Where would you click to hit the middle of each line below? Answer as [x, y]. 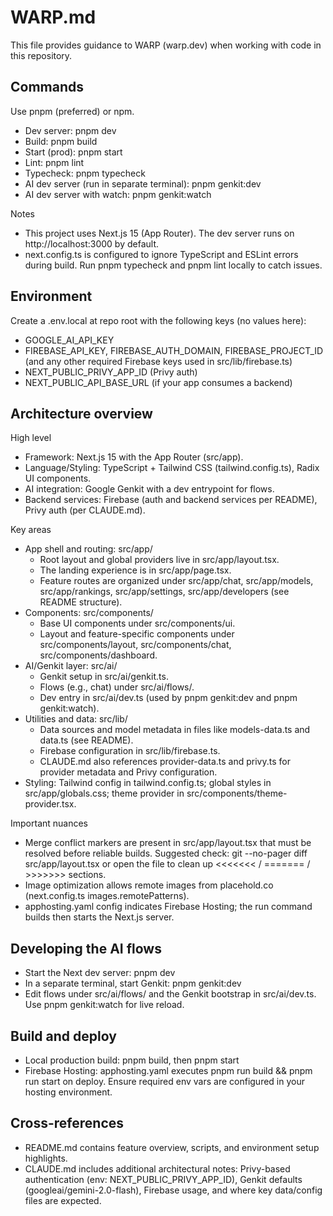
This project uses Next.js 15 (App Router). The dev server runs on [159, 233]
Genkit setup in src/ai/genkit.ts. [104, 677]
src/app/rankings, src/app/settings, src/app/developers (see [164, 592]
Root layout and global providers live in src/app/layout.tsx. [159, 560]
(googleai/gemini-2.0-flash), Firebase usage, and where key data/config [173, 1190]
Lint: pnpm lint [54, 162]
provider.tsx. [50, 804]
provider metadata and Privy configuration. [128, 772]
